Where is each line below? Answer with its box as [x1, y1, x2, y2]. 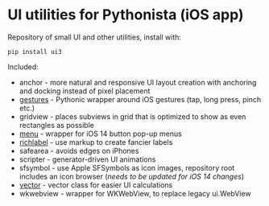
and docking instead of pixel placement [19, 86, 151, 96]
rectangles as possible [19, 120, 94, 130]
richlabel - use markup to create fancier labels [19, 137, 173, 146]
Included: [7, 62, 39, 72]
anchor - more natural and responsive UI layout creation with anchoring [19, 77, 257, 87]
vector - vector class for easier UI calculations [19, 179, 173, 190]
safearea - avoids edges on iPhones [19, 146, 139, 155]
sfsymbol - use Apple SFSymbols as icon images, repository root [19, 163, 235, 172]
